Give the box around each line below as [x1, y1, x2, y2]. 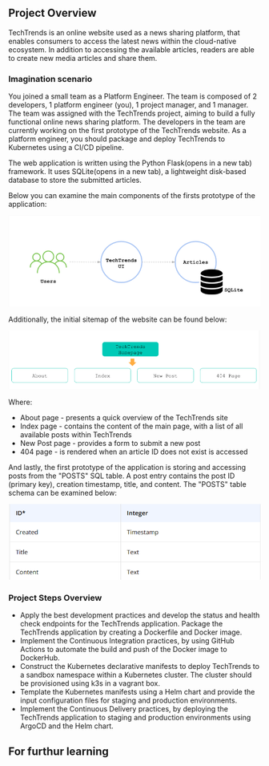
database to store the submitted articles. [8, 176, 142, 185]
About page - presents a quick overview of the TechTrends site [19, 412, 228, 422]
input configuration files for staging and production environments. [19, 695, 238, 705]
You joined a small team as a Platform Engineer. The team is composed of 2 [8, 91, 258, 101]
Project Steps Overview [8, 592, 102, 603]
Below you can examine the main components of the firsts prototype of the [8, 191, 256, 201]
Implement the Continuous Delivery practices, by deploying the [19, 704, 228, 714]
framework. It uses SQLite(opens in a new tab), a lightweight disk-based [8, 167, 247, 176]
